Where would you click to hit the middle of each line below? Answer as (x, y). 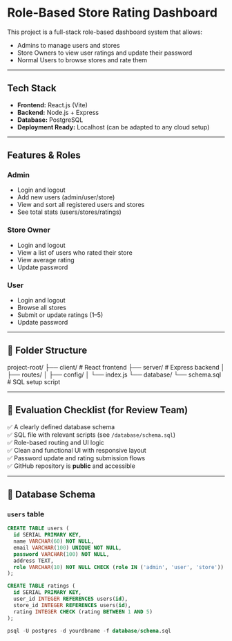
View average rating (46, 260)
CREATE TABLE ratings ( (41, 586)
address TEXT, (33, 561)
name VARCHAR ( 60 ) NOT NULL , (54, 541)
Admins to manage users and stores (68, 45)
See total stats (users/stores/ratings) (69, 212)
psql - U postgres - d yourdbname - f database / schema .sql (89, 631)
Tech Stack (32, 88)
